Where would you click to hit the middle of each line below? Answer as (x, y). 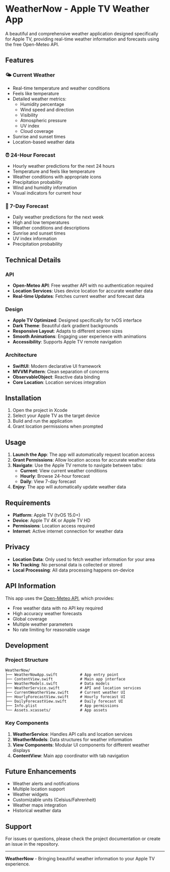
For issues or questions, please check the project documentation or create (83, 839)
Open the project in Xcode (40, 410)
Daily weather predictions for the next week (58, 217)
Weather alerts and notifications (46, 784)
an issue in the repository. (32, 844)
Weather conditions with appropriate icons (57, 177)
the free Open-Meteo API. (32, 44)
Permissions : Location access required (54, 525)
